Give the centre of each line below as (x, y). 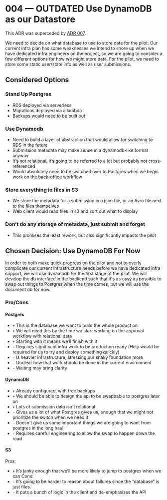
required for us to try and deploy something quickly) (66, 352)
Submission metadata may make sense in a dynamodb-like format (80, 150)
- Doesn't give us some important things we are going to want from (82, 422)
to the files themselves (36, 206)
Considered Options (37, 80)
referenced (24, 166)
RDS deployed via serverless (42, 105)
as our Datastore (40, 19)
